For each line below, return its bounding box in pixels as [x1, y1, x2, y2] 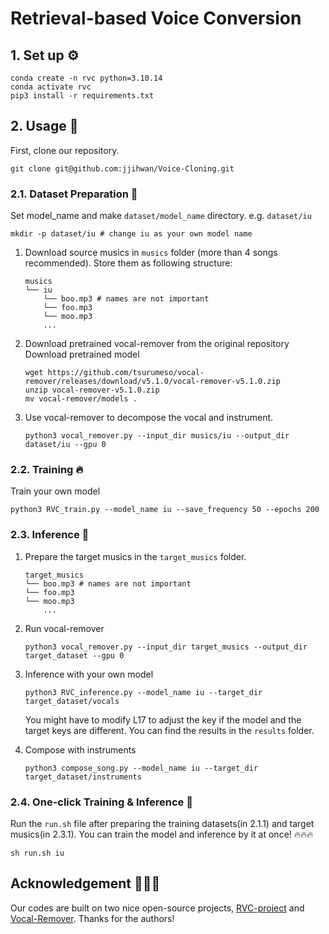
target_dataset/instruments [24, 772, 142, 782]
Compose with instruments [24, 743, 137, 756]
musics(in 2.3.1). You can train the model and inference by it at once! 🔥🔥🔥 [10, 828, 314, 840]
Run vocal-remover [24, 622, 105, 634]
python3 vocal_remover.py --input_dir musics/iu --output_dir [24, 431, 290, 441]
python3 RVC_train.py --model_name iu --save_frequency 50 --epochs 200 [10, 505, 320, 515]
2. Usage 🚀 [10, 118, 79, 135]
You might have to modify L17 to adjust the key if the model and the [24, 713, 302, 726]
